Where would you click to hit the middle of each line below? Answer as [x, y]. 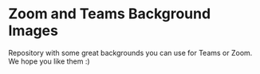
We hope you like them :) [49, 61]
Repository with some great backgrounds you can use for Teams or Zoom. [130, 53]
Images [33, 31]
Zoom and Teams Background [110, 14]
